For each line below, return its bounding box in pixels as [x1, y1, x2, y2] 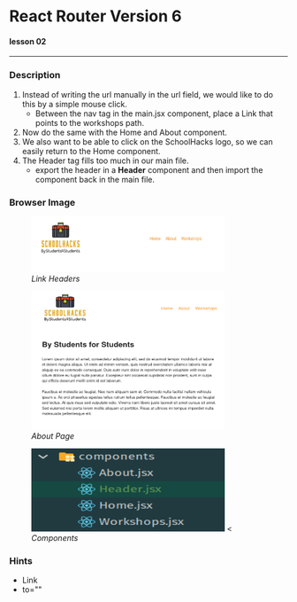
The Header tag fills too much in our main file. [21, 155, 189, 166]
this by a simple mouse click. [21, 98, 128, 109]
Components [31, 532, 79, 543]
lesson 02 [9, 35, 47, 46]
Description [9, 69, 61, 82]
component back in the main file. [34, 174, 156, 184]
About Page [31, 430, 75, 441]
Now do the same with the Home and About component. [21, 127, 228, 137]
